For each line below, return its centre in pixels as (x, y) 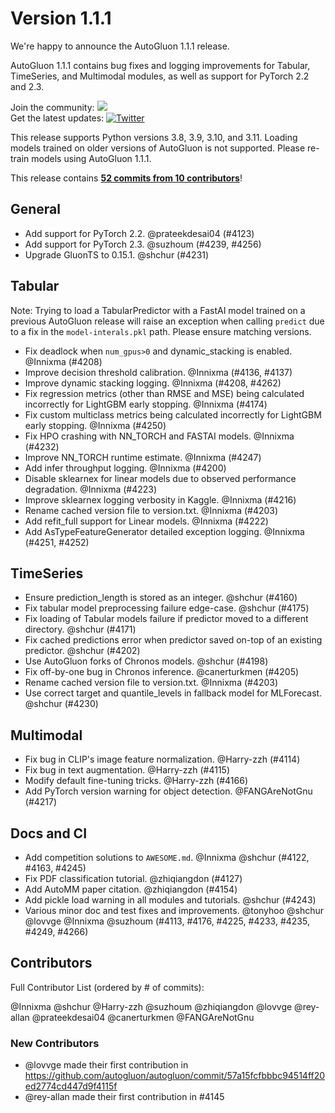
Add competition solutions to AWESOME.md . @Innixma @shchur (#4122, (167, 857)
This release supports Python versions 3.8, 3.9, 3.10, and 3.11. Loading (154, 137)
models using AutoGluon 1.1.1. (91, 158)
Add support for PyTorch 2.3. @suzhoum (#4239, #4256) (143, 244)
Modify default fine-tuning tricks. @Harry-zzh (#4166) (136, 781)
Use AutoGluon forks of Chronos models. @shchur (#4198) (146, 661)
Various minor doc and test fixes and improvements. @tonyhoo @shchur (174, 910)
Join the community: (52, 107)
